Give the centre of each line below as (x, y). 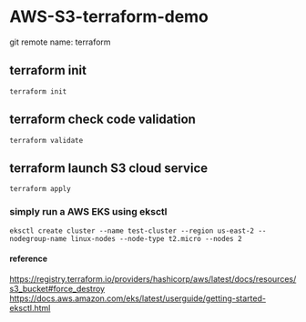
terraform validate (46, 140)
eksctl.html (30, 307)
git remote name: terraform (60, 42)
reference (29, 259)
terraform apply (40, 189)
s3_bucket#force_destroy (57, 288)
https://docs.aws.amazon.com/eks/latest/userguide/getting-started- (138, 298)
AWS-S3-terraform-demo (109, 17)
